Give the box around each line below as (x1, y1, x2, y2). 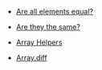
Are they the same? (15, 22, 80, 31)
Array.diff (15, 53, 47, 62)
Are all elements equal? (15, 7, 94, 16)
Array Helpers (15, 37, 63, 47)
